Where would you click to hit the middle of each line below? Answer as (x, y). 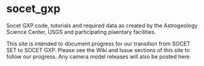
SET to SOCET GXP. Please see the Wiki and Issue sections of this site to (98, 50)
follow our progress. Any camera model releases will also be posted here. (99, 56)
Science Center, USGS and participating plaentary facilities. (81, 31)
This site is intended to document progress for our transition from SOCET (98, 44)
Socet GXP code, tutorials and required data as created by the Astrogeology (102, 25)
